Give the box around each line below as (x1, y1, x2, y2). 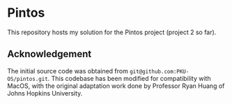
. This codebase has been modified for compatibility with (47, 74, 211, 82)
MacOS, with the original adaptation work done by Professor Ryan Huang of (7, 82, 225, 90)
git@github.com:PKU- (130, 68, 190, 75)
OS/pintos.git (7, 75, 49, 82)
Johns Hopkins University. (7, 89, 83, 97)
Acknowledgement (7, 48, 92, 60)
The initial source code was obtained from (7, 66, 129, 75)
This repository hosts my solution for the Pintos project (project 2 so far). (7, 28, 217, 36)
